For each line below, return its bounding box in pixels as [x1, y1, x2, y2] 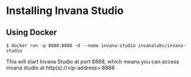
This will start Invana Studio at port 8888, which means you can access [6, 58, 180, 65]
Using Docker [6, 27, 57, 37]
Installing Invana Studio [6, 4, 124, 17]
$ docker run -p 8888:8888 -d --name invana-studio [6, 43, 136, 48]
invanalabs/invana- [137, 43, 186, 48]
